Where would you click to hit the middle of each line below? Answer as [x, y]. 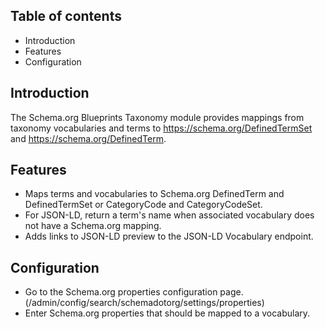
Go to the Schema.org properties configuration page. [134, 292]
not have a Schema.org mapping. [93, 226]
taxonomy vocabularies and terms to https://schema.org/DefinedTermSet [161, 128]
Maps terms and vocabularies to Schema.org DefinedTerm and [154, 194]
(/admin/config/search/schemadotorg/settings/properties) [144, 303]
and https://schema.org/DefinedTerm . [88, 138]
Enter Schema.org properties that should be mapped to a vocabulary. [167, 313]
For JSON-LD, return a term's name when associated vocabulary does [169, 215]
